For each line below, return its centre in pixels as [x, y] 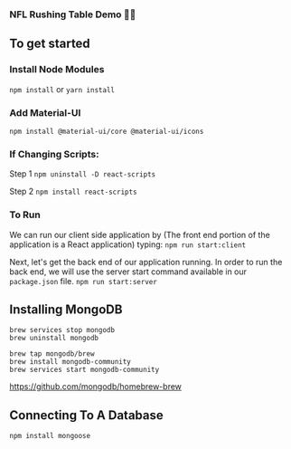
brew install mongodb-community [70, 362]
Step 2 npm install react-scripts [73, 191]
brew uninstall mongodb [54, 339]
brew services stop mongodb [62, 330]
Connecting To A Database [87, 415]
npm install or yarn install [62, 89]
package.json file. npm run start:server [84, 281]
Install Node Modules [57, 70]
